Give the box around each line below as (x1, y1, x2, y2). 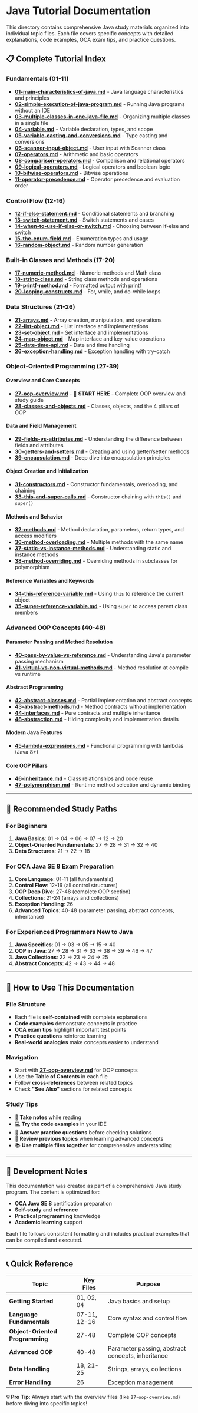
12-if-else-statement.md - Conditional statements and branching (14, 210, 175, 217)
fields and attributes (14, 441, 64, 448)
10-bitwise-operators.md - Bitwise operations (14, 169, 128, 176)
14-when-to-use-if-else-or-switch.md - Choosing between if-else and (14, 222, 190, 229)
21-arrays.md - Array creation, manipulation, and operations (14, 316, 162, 323)
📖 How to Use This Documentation (6, 982, 134, 992)
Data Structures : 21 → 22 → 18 (14, 847, 90, 854)
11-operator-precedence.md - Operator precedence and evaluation (14, 176, 180, 183)
